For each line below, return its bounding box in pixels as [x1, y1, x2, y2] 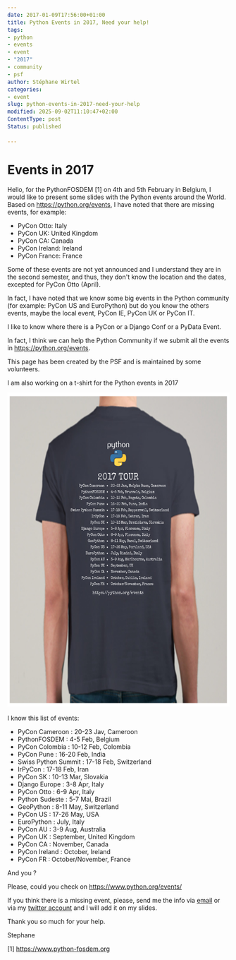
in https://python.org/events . [7, 343, 90, 352]
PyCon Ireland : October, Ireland [17, 848, 111, 856]
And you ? [7, 869, 37, 877]
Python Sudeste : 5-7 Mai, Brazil [17, 795, 111, 804]
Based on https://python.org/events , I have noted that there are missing [7, 200, 215, 208]
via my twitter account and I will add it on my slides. [7, 904, 157, 912]
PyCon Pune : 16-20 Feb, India [17, 750, 106, 759]
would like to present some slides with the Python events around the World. [7, 193, 227, 201]
